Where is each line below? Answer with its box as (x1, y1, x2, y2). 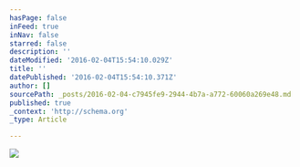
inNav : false (9, 30, 59, 39)
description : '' (9, 47, 71, 57)
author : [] (9, 81, 51, 90)
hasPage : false (9, 13, 67, 23)
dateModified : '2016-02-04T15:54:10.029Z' (9, 56, 173, 65)
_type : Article (9, 115, 67, 124)
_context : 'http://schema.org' (9, 107, 129, 116)
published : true (9, 98, 71, 108)
